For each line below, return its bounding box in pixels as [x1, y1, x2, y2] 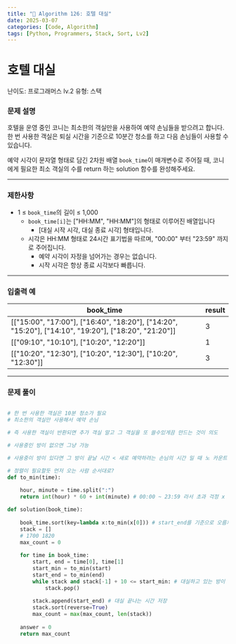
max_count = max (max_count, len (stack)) [32, 611, 152, 618]
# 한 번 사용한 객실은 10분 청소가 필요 [7, 410, 107, 417]
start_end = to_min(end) [32, 571, 105, 579]
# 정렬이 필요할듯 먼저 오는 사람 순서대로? [7, 467, 114, 475]
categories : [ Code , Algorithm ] [7, 23, 99, 30]
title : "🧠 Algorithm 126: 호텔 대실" [7, 10, 112, 18]
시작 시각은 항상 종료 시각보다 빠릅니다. [38, 261, 146, 269]
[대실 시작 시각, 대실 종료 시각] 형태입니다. [38, 226, 154, 234]
